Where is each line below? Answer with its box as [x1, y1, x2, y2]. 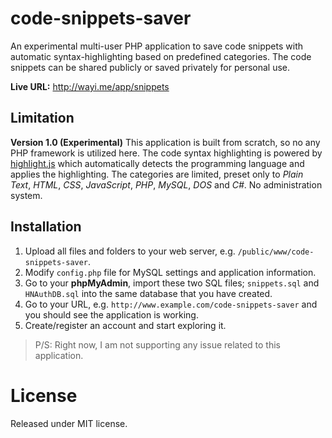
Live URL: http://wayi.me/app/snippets [10, 80, 170, 92]
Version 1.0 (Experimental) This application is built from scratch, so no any [10, 136, 321, 148]
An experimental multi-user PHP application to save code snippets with [10, 40, 304, 52]
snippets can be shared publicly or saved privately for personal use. [10, 61, 291, 73]
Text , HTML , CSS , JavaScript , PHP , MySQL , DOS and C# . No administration [10, 178, 323, 191]
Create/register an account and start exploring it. [24, 319, 227, 331]
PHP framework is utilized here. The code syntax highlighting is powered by [10, 147, 323, 159]
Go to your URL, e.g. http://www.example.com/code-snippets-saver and [24, 298, 318, 310]
